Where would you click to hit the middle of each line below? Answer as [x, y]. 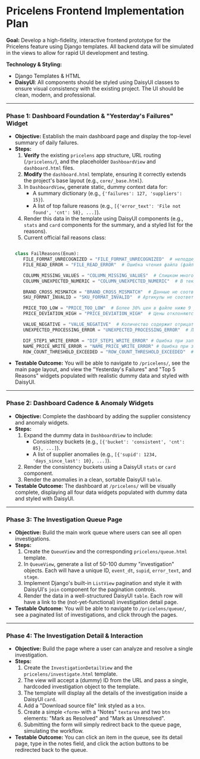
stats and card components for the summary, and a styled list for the [108, 225]
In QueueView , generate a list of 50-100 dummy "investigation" [99, 564]
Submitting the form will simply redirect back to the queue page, [102, 724]
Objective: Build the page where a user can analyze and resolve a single [104, 649]
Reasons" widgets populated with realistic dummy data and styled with [102, 376]
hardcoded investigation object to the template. [82, 687]
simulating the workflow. [54, 731]
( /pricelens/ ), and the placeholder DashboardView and [90, 161]
